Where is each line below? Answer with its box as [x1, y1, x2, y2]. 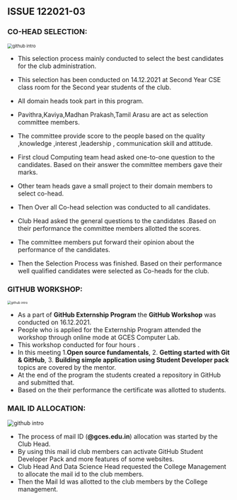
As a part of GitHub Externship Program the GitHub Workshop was [17, 311, 216, 319]
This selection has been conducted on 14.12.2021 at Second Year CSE [17, 75, 221, 84]
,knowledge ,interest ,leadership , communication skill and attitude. [17, 139, 214, 147]
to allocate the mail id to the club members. [17, 470, 144, 479]
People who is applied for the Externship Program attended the [17, 326, 202, 334]
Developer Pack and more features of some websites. [17, 455, 175, 463]
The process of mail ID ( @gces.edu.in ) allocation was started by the [17, 432, 218, 441]
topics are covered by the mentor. [17, 363, 117, 372]
